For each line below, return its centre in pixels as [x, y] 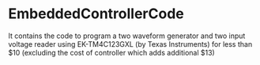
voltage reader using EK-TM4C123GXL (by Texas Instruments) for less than [130, 44]
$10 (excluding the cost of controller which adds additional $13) [111, 52]
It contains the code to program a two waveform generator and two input [127, 36]
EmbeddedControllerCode [96, 14]
